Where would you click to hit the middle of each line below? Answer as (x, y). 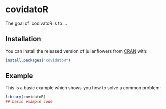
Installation (23, 39)
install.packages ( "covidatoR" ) (38, 60)
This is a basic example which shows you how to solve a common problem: (83, 88)
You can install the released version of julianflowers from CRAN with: (76, 51)
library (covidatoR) (26, 97)
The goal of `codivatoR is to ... (36, 23)
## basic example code (29, 102)
